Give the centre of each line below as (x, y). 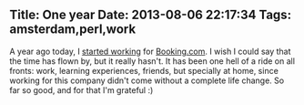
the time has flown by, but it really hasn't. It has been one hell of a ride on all (152, 61)
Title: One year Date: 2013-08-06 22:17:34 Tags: (151, 15)
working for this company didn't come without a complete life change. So (147, 80)
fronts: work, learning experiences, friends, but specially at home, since (144, 70)
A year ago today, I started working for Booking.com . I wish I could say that (150, 51)
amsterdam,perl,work (73, 30)
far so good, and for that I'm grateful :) (81, 89)
